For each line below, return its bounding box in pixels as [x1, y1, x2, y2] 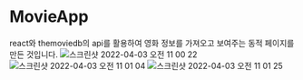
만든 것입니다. [9, 48, 59, 60]
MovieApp [9, 6, 89, 27]
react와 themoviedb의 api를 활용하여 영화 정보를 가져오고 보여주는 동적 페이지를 [9, 37, 295, 48]
